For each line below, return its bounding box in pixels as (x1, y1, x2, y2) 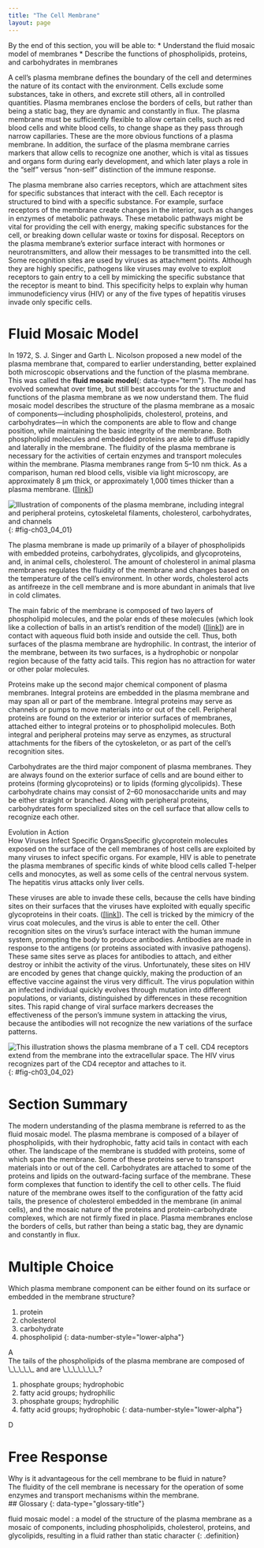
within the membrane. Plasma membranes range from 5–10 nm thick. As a (8, 460, 247, 469)
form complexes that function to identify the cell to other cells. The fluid (8, 1180, 241, 1189)
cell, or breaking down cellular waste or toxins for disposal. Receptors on (8, 230, 245, 240)
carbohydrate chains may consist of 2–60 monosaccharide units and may (8, 787, 247, 797)
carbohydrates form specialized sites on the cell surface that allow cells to (8, 804, 250, 813)
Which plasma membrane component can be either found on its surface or (8, 1284, 251, 1293)
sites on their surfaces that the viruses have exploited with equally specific (8, 902, 251, 911)
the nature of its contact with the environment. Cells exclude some (8, 80, 224, 91)
